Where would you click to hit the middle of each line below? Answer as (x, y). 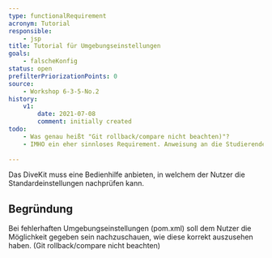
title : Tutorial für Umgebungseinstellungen (85, 46)
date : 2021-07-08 (66, 114)
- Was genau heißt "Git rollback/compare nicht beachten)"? (126, 136)
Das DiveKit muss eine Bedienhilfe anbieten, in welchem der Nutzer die (127, 174)
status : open (30, 69)
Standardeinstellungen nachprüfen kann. (76, 183)
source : (21, 84)
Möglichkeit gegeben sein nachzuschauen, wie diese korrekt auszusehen (131, 237)
